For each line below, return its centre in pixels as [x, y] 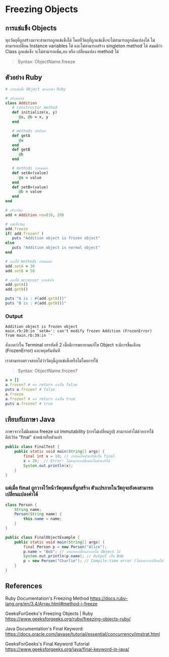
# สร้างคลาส [15, 98]
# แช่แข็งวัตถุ [15, 224]
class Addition [21, 103]
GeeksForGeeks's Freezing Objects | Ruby [49, 614]
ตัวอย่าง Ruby [24, 78]
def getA [21, 136]
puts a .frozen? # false [30, 389]
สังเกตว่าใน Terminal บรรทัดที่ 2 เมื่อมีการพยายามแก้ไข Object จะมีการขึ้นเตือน [73, 345]
